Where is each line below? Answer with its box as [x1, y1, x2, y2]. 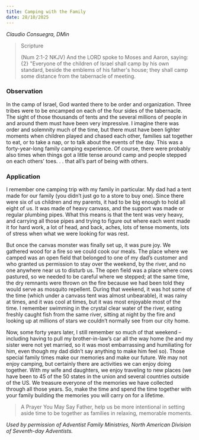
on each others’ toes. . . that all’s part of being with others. [6, 157, 149, 164]
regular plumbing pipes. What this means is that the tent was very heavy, [6, 211, 184, 219]
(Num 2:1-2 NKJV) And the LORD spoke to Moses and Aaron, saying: [20, 53, 188, 61]
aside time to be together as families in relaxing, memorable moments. [20, 410, 192, 417]
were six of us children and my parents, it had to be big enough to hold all [6, 198, 185, 205]
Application [6, 172, 40, 181]
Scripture [20, 42, 44, 49]
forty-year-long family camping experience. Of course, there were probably [6, 145, 191, 152]
